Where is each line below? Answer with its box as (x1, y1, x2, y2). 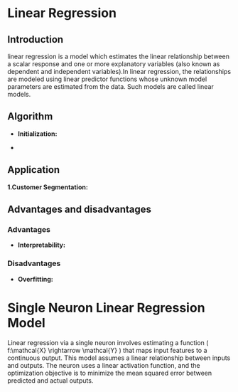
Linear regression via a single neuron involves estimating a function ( (7, 338, 209, 346)
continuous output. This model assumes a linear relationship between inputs (7, 354, 231, 362)
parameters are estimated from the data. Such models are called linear (7, 83, 215, 90)
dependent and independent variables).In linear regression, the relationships (7, 68, 232, 75)
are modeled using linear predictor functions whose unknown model (7, 75, 207, 83)
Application (7, 164, 60, 176)
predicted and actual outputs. (7, 376, 94, 385)
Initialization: (17, 129, 58, 138)
